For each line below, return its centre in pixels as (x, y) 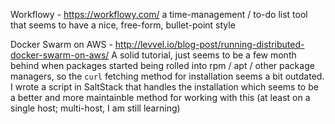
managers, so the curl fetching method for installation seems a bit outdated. (167, 76)
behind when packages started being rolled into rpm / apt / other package (162, 65)
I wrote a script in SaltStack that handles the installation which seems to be (164, 87)
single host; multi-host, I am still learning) (95, 108)
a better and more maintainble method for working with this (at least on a (160, 97)
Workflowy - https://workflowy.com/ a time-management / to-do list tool (159, 14)
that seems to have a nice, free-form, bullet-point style (123, 25)
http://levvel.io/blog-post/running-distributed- (209, 44)
